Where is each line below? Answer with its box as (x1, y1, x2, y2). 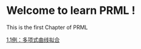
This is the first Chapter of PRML (6, 24, 88, 31)
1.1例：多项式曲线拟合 (6, 36, 60, 43)
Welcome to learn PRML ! (6, 4, 136, 18)
